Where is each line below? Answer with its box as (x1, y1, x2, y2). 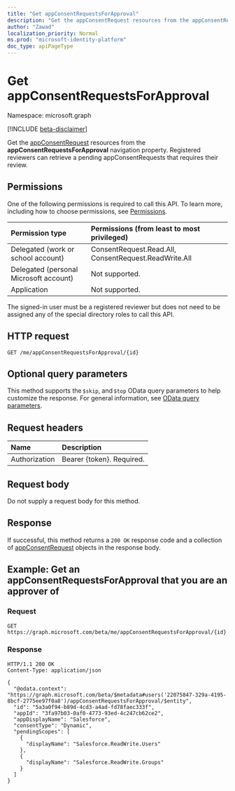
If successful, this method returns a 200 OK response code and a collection (7, 536, 222, 544)
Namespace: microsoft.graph (7, 111, 92, 119)
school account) (10, 253, 64, 263)
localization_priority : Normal (7, 29, 99, 37)
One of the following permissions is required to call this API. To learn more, (7, 199, 223, 208)
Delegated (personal (10, 264, 78, 274)
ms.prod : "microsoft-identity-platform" (7, 36, 127, 43)
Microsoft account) (10, 273, 74, 283)
